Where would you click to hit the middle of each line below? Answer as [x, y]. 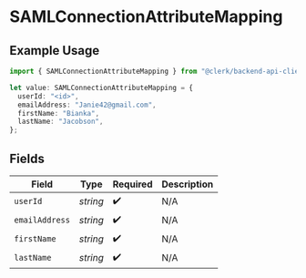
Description [188, 184]
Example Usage [55, 51]
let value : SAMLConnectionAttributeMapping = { [102, 88]
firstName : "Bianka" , [59, 113]
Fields [27, 158]
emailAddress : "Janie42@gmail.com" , [87, 105]
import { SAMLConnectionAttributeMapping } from [103, 71]
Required [133, 184]
